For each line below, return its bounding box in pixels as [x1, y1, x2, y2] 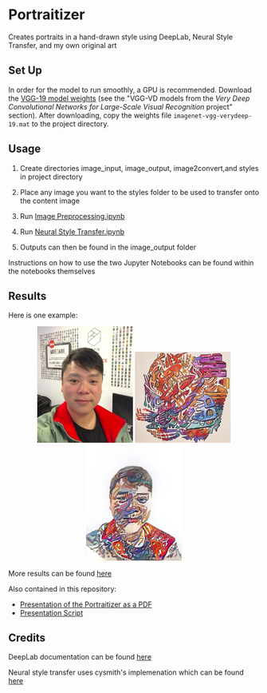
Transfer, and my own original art [8, 40, 117, 50]
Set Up [8, 64, 42, 78]
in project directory [19, 172, 83, 181]
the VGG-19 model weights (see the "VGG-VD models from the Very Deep [8, 94, 250, 103]
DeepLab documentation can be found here [8, 652, 152, 662]
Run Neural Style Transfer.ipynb [19, 226, 125, 237]
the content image [19, 196, 80, 205]
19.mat [8, 120, 30, 129]
